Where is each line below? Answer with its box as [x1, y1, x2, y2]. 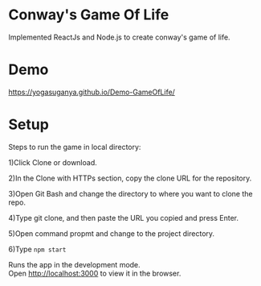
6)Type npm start [8, 244, 67, 254]
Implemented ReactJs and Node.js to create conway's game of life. [8, 32, 230, 42]
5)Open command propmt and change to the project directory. [8, 228, 215, 238]
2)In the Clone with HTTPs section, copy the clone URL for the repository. [8, 173, 252, 183]
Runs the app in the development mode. [8, 259, 141, 269]
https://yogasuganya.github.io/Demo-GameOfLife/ [8, 87, 175, 97]
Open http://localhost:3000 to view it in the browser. [8, 268, 181, 278]
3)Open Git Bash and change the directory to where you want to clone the [8, 189, 253, 198]
